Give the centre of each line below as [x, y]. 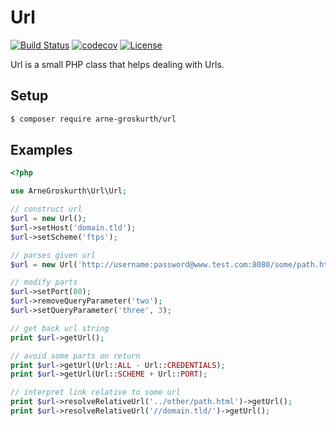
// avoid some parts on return [75, 356]
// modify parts [44, 282]
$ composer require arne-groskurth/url [93, 119]
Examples [41, 150]
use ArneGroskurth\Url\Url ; [69, 191]
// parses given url [53, 255]
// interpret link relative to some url [96, 392]
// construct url [46, 209]
